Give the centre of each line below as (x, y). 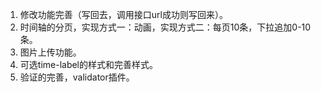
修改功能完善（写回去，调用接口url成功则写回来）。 (123, 14)
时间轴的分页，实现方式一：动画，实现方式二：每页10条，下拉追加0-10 (165, 27)
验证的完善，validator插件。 (77, 77)
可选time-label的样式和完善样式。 (89, 64)
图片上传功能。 (50, 52)
